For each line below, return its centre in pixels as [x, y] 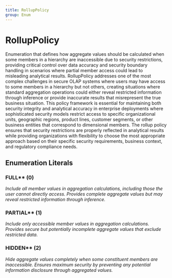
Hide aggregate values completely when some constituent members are [81, 259]
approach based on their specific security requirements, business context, [84, 141]
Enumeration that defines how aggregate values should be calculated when [85, 54]
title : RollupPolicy [27, 10]
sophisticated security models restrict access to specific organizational [80, 114]
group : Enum [18, 15]
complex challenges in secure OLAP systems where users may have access [85, 81]
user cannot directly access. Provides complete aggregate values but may [84, 194]
